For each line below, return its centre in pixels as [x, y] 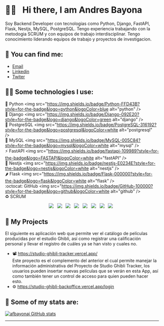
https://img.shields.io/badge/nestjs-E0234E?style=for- [101, 163]
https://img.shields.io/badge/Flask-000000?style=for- [98, 174]
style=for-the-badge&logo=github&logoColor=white [57, 191]
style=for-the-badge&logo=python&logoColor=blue [57, 109]
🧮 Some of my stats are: [42, 302]
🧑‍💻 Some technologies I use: [49, 92]
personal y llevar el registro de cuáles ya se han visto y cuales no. [71, 244]
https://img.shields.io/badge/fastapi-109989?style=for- [103, 151]
